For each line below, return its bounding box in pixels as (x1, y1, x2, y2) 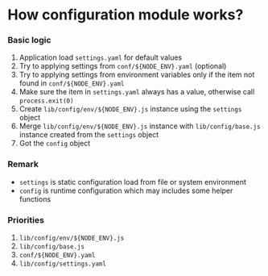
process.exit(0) (19, 97, 74, 106)
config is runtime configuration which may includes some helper (19, 186, 233, 195)
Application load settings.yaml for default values (19, 52, 183, 62)
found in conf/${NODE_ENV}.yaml (19, 78, 125, 88)
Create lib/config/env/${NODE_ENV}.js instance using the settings (19, 104, 242, 114)
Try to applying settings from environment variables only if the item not (19, 70, 255, 80)
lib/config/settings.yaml (19, 260, 106, 268)
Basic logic (7, 35, 52, 46)
